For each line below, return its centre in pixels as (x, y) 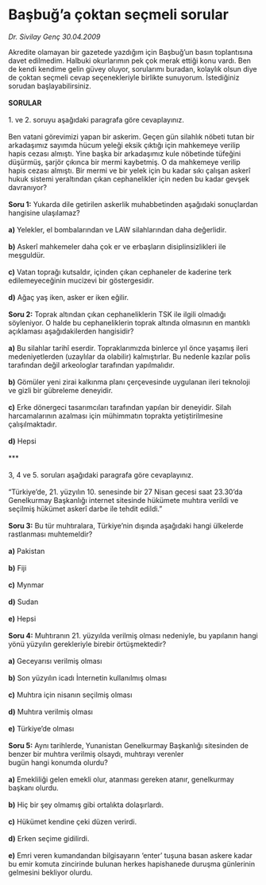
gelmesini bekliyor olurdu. (50, 872)
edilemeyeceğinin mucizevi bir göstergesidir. (81, 280)
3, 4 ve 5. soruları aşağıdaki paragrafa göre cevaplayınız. (101, 474)
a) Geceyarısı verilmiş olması (55, 661)
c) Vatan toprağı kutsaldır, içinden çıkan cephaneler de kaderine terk (120, 271)
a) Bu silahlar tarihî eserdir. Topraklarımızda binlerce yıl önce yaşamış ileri (128, 348)
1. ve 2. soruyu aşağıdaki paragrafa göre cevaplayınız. (96, 119)
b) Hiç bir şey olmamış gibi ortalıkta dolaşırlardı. (86, 805)
